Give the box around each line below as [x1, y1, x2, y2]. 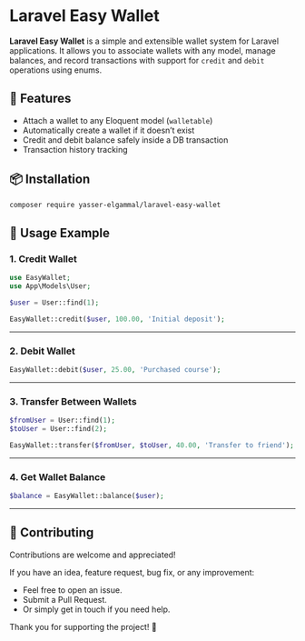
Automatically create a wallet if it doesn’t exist [22, 125, 195, 135]
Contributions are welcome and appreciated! [9, 549, 176, 560]
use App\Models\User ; [9, 282, 92, 291]
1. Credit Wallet [9, 252, 77, 265]
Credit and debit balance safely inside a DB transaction [22, 134, 229, 145]
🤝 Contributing [9, 525, 94, 541]
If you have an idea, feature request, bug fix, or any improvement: [9, 566, 255, 577]
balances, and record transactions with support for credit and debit [9, 55, 265, 65]
